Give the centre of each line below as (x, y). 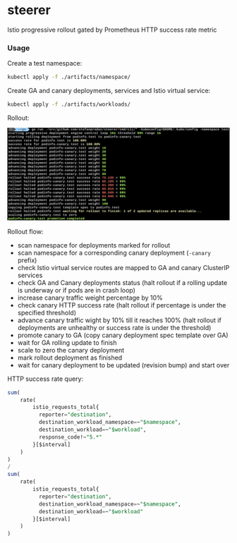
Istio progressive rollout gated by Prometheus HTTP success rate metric (112, 30)
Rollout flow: (25, 231)
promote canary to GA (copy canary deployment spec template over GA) (123, 335)
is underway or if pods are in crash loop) (77, 290)
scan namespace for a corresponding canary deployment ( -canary (114, 252)
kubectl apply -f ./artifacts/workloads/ (69, 104)
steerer (29, 10)
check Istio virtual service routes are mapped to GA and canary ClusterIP (123, 267)
